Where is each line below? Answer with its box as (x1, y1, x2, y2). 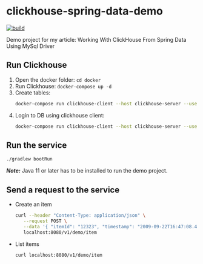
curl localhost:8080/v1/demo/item (15, 252, 102, 258)
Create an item (15, 201, 53, 208)
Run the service (6, 140, 67, 150)
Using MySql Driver (6, 42, 55, 50)
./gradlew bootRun (6, 156, 53, 162)
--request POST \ (23, 218, 67, 224)
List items (15, 240, 39, 248)
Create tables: (15, 89, 50, 96)
